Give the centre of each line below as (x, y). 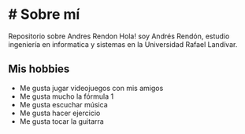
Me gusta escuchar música (63, 104)
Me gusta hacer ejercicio (60, 113)
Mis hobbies (39, 69)
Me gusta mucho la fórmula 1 (67, 96)
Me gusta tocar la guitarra (61, 121)
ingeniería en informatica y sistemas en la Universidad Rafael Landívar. (123, 44)
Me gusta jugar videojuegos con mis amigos (91, 88)
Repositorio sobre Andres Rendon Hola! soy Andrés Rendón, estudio (119, 36)
